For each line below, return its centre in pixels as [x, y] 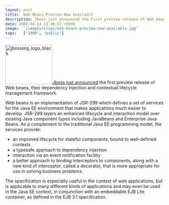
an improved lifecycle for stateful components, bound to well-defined [84, 139]
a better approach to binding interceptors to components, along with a [85, 161]
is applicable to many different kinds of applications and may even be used [83, 186]
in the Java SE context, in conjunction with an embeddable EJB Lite [75, 192]
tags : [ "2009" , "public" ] [35, 33]
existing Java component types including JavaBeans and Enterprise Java [81, 119]
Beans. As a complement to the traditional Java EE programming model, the [83, 124]
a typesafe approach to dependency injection [60, 150]
